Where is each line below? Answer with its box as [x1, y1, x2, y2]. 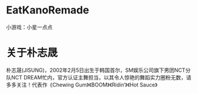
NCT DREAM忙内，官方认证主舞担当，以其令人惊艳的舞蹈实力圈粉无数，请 [11, 74, 192, 81]
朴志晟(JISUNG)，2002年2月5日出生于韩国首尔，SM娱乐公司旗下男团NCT [6, 67, 186, 74]
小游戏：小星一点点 [6, 23, 53, 30]
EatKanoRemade [6, 4, 89, 17]
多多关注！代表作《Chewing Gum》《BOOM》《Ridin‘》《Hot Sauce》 [6, 81, 158, 88]
